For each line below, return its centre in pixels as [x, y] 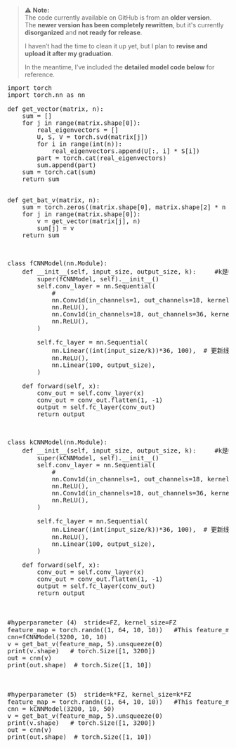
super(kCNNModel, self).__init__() [98, 458]
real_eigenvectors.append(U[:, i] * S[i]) [126, 151]
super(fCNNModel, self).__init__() [98, 279]
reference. [39, 74]
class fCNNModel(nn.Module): [57, 263]
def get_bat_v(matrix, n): [54, 200]
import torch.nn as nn [46, 95]
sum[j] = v [55, 228]
